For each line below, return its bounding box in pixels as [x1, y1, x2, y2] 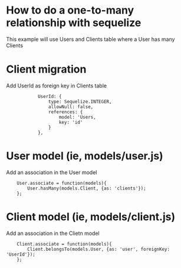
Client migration [6, 63, 87, 76]
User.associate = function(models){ [17, 180, 107, 186]
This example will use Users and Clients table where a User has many [6, 35, 175, 43]
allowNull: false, [48, 104, 94, 110]
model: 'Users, [58, 114, 96, 120]
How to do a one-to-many [6, 4, 134, 17]
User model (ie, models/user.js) [6, 149, 163, 163]
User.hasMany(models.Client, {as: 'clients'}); [27, 185, 146, 191]
